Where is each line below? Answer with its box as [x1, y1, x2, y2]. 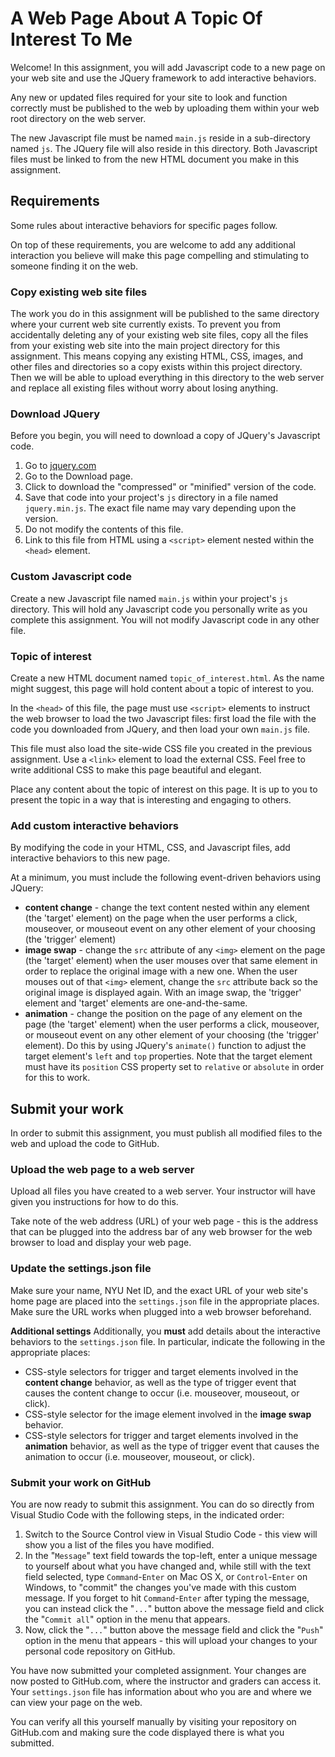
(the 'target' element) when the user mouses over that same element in [24, 955, 318, 967]
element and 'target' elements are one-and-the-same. [24, 997, 248, 1009]
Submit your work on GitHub [10, 1475, 152, 1489]
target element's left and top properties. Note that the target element [24, 1050, 313, 1062]
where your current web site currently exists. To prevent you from [10, 318, 282, 331]
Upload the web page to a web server [10, 1162, 195, 1176]
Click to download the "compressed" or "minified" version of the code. [24, 481, 317, 493]
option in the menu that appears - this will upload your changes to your [24, 1634, 318, 1646]
